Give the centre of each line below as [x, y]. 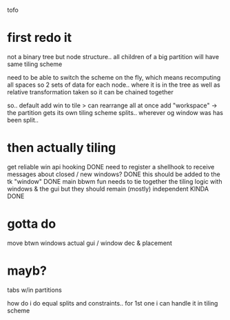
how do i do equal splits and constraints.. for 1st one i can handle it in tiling [113, 303]
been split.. [23, 120]
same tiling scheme [35, 64]
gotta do [32, 224]
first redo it [40, 38]
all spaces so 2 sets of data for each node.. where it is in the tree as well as [114, 85]
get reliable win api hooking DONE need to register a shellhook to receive [111, 167]
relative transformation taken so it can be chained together [90, 92]
